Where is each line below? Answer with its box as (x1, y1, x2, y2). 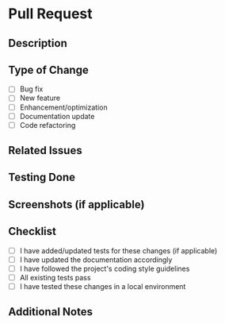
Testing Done (8, 171, 75, 184)
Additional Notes (8, 305, 93, 318)
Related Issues (8, 144, 82, 157)
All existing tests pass (19, 272, 91, 282)
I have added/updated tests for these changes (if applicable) (19, 245, 218, 255)
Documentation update (19, 111, 95, 121)
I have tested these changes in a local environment (19, 281, 186, 291)
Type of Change (8, 63, 89, 76)
